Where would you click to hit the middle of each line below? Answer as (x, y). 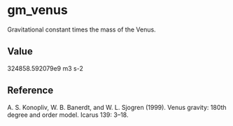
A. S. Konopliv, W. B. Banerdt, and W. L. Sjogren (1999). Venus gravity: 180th (117, 107)
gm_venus (37, 10)
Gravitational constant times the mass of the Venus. (82, 29)
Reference (30, 91)
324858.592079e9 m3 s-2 (45, 68)
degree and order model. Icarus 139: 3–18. (68, 115)
